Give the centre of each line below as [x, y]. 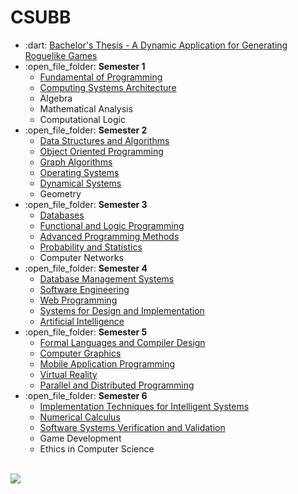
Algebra [56, 98]
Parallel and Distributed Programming [117, 385]
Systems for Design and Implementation [122, 310]
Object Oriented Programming [101, 151]
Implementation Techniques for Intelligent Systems [144, 406]
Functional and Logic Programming [112, 225]
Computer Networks [81, 257]
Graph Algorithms [76, 162]
